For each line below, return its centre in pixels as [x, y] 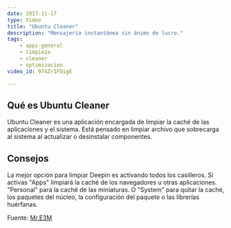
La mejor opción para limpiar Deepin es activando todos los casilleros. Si [110, 175]
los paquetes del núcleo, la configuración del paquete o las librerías [103, 197]
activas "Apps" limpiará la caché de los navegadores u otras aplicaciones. [112, 182]
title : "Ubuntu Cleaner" [43, 26]
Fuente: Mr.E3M [30, 218]
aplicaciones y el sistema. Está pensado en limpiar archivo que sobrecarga [113, 129]
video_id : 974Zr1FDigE [40, 71]
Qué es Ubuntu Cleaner [58, 105]
